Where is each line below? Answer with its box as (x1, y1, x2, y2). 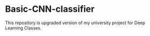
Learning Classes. (5, 25, 42, 31)
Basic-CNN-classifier (5, 3, 95, 15)
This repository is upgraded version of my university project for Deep (5, 20, 146, 26)
